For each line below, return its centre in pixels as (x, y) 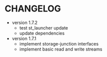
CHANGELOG (33, 9)
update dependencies (42, 33)
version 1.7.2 (25, 22)
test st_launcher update (44, 27)
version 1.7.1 (24, 38)
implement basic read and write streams (61, 49)
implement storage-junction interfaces (59, 43)
